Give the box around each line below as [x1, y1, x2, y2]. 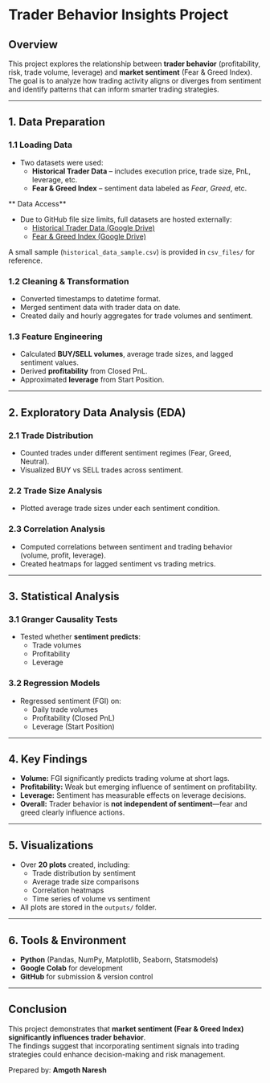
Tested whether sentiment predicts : [19, 632, 141, 642]
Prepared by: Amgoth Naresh [8, 1065, 107, 1074]
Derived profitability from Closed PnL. [19, 366, 148, 376]
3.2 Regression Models [8, 677, 100, 689]
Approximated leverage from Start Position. [19, 375, 165, 385]
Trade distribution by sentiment [31, 868, 136, 878]
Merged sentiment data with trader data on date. [19, 302, 181, 312]
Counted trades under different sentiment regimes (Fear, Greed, [19, 448, 231, 457]
